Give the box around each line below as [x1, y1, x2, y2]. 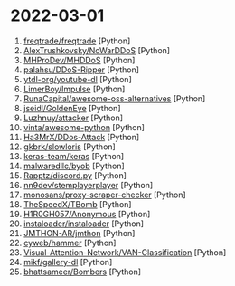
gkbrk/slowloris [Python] [23, 141, 116, 152]
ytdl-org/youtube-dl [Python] [23, 73, 132, 84]
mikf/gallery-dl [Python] [23, 256, 113, 267]
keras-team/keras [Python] [23, 150, 125, 161]
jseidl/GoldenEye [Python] [23, 102, 121, 113]
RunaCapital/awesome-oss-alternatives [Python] [23, 92, 206, 104]
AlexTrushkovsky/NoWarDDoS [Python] [23, 44, 171, 55]
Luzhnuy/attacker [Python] [23, 112, 124, 123]
